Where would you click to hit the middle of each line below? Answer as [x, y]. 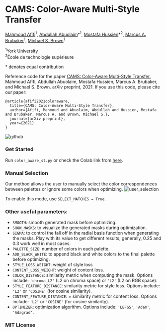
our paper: [16, 92]
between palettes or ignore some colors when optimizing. [64, 189]
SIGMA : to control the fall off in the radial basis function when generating [85, 233]
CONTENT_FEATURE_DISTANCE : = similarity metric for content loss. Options [84, 296]
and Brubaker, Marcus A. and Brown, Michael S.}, [58, 114]
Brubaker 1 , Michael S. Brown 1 [35, 40]
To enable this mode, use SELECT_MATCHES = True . [55, 199]
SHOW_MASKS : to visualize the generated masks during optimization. [80, 228]
